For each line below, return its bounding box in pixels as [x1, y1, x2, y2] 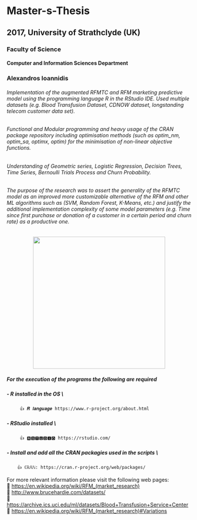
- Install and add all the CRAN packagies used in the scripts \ [6, 449, 158, 456]
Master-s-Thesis [6, 4, 90, 18]
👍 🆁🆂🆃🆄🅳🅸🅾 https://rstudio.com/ [19, 435, 111, 441]
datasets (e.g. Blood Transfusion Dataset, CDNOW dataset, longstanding [6, 101, 184, 108]
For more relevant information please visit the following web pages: [6, 477, 169, 484]
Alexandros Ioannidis [6, 75, 69, 83]
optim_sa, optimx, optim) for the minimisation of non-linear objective [6, 138, 172, 145]
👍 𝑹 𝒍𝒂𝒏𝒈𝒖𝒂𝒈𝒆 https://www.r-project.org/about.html [19, 406, 150, 412]
